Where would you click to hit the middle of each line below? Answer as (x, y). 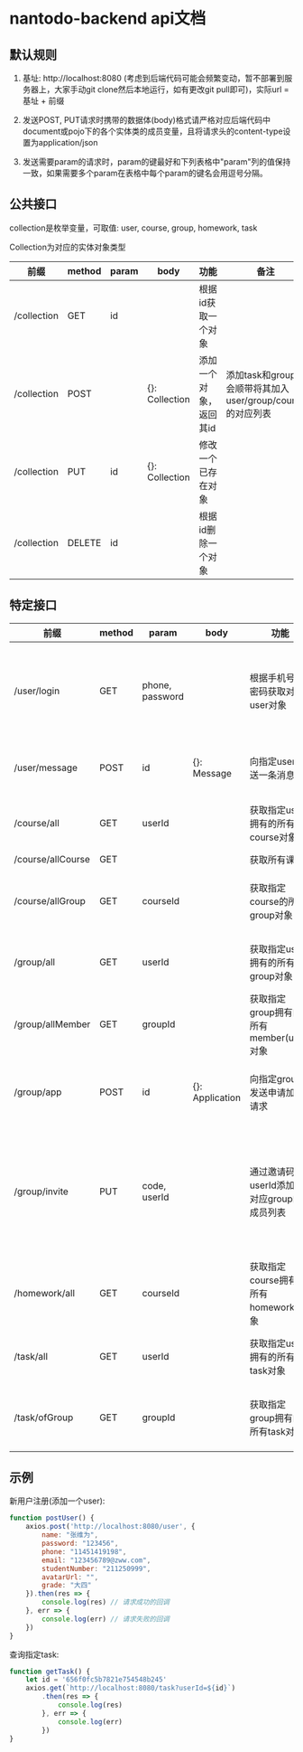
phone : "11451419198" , (84, 1551)
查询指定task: (34, 1654)
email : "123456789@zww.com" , (96, 1560)
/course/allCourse (52, 859)
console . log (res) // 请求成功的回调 (106, 1602)
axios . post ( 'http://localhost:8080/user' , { (110, 1527)
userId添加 (272, 1185)
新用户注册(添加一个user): (57, 1501)
